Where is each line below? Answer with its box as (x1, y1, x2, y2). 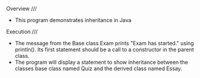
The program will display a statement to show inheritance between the (14, 59, 189, 65)
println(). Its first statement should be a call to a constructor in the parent (14, 46, 194, 53)
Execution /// (6, 28, 38, 35)
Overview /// (6, 5, 37, 12)
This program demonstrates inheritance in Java (14, 17, 132, 23)
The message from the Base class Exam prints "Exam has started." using (14, 40, 194, 46)
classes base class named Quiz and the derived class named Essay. (14, 65, 183, 72)
